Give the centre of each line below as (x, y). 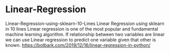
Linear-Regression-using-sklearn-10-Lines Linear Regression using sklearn (85, 23)
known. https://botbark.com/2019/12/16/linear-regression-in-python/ (78, 45)
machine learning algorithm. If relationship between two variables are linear (85, 34)
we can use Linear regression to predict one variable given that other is (81, 40)
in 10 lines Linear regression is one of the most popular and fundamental (82, 29)
